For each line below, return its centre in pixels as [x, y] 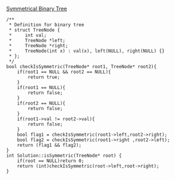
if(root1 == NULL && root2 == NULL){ [64, 72]
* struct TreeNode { [34, 30]
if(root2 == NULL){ [41, 103]
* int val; [28, 35]
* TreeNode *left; [37, 41]
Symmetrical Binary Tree [37, 9]
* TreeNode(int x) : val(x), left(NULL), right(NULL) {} [87, 51]
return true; [44, 77]
